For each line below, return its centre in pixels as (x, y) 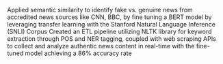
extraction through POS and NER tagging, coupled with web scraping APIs (112, 39)
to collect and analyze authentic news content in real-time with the (101, 46)
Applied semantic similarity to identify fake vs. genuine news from (100, 10)
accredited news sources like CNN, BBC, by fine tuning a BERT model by (109, 17)
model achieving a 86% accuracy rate (78, 53)
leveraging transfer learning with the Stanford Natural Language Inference (111, 24)
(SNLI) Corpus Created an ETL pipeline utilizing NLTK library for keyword (109, 31)
